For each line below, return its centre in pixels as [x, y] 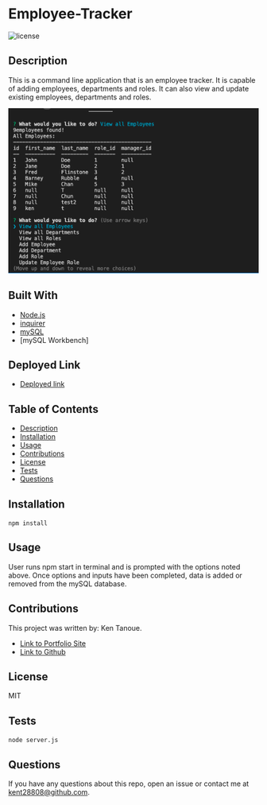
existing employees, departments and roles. [80, 97]
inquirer [33, 323]
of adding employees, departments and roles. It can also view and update [129, 88]
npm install [28, 523]
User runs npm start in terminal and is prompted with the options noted [124, 566]
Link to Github [43, 651]
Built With [33, 296]
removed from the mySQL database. [68, 583]
